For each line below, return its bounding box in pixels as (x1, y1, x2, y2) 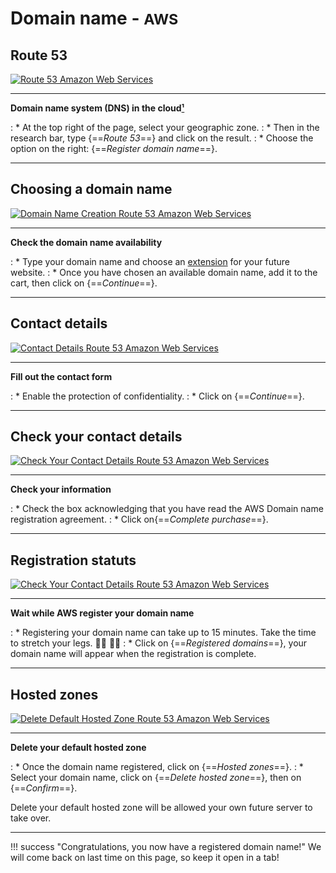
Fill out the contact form (10, 370, 113, 382)
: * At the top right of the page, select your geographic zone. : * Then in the (10, 122, 320, 133)
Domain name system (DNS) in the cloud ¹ (10, 102, 185, 114)
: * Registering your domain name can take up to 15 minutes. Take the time (10, 627, 317, 639)
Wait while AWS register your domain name (10, 607, 195, 619)
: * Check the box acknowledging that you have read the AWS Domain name (10, 503, 324, 515)
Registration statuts (10, 552, 137, 569)
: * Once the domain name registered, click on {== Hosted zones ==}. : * (10, 761, 304, 773)
